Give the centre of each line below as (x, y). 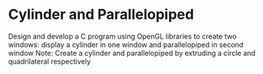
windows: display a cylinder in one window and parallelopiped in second (126, 44)
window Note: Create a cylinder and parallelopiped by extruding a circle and (132, 53)
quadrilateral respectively (49, 61)
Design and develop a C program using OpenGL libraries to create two (122, 36)
